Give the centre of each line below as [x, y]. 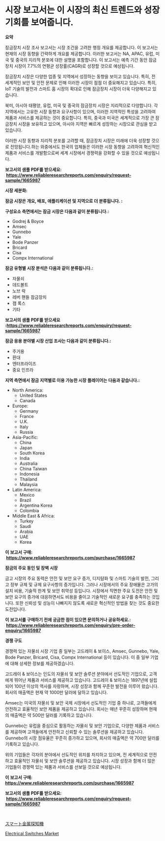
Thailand [28, 479]
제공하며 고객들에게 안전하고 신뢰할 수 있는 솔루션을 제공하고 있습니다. [77, 732]
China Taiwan [33, 468]
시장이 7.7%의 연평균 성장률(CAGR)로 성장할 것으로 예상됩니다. [74, 66]
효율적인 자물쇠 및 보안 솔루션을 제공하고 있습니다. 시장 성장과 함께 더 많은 [85, 761]
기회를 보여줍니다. [39, 22]
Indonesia [29, 474]
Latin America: [27, 490]
